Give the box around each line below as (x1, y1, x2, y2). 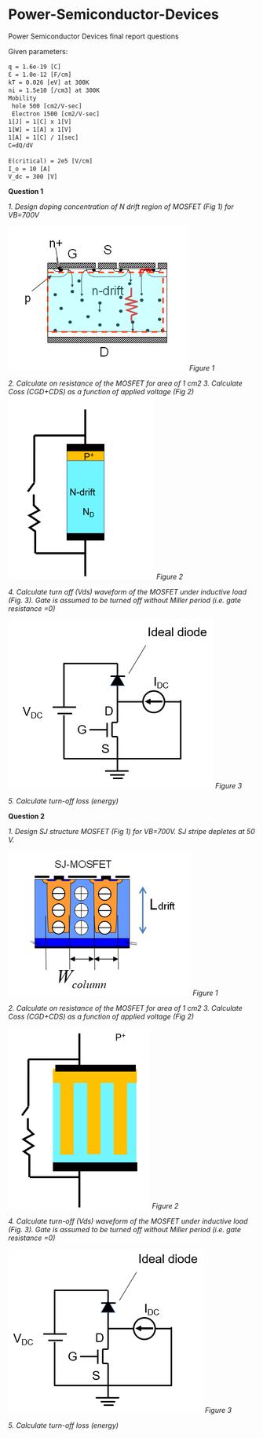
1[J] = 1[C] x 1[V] (8, 118, 72, 126)
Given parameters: (8, 46, 68, 56)
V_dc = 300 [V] (8, 173, 58, 181)
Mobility (8, 94, 37, 102)
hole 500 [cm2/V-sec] (11, 102, 82, 110)
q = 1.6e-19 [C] (8, 63, 61, 71)
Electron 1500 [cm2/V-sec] (11, 110, 100, 118)
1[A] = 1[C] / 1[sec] (8, 134, 79, 141)
